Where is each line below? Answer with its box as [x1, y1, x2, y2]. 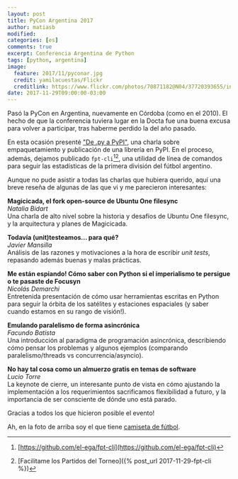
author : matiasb [7, 23, 55, 31]
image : [7, 63, 27, 70]
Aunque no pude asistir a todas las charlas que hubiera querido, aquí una [7, 175, 221, 184]
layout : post [7, 10, 46, 18]
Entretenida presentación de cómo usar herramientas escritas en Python [7, 292, 220, 300]
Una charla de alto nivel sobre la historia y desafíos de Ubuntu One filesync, [7, 211, 229, 220]
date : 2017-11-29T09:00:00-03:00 [7, 89, 106, 97]
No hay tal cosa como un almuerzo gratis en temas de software [7, 365, 197, 373]
